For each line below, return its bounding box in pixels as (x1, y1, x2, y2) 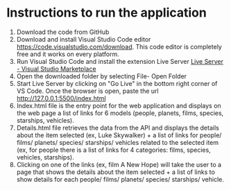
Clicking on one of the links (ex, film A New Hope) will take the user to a (16, 160, 222, 169)
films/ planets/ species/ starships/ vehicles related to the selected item (16, 138, 219, 146)
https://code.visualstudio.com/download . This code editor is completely (16, 42, 223, 51)
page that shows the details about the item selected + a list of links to (16, 168, 216, 176)
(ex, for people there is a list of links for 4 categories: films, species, (16, 146, 211, 154)
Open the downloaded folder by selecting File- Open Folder (16, 71, 187, 80)
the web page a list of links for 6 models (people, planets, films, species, (16, 109, 224, 117)
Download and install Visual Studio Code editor (16, 35, 151, 43)
